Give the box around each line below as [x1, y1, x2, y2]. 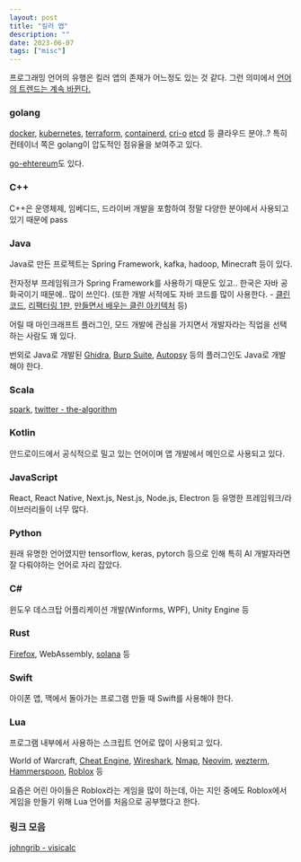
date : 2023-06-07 [9, 38, 75, 48]
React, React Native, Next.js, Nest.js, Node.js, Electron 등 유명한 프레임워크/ [9, 492, 285, 503]
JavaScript [9, 471, 58, 483]
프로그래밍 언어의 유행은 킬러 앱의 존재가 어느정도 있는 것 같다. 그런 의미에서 [9, 73, 276, 84]
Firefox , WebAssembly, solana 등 [9, 648, 130, 659]
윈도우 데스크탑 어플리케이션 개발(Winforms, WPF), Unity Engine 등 [9, 603, 250, 615]
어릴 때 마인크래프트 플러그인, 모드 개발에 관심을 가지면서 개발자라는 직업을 [9, 320, 271, 330]
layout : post [9, 13, 58, 22]
